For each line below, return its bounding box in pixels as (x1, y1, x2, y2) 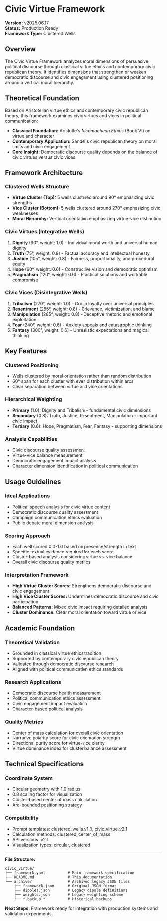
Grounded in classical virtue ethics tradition (12, 650, 102, 656)
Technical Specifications (5, 760, 84, 768)
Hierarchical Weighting (5, 396, 62, 403)
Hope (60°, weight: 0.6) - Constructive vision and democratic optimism (12, 266, 158, 272)
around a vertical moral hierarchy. (5, 79, 75, 85)
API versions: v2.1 (12, 836, 49, 842)
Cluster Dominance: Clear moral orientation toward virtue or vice (12, 609, 147, 615)
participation (12, 599, 39, 605)
